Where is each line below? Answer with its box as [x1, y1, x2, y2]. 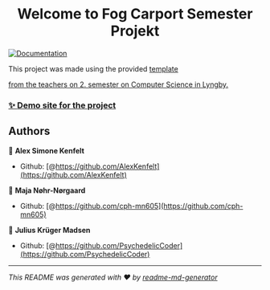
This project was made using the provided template [8, 63, 178, 73]
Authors [8, 125, 51, 138]
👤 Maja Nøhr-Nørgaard [8, 186, 86, 195]
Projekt [110, 22, 160, 40]
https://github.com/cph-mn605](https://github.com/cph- [55, 201, 243, 210]
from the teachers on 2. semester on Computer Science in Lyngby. [8, 80, 229, 89]
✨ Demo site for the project [8, 100, 117, 111]
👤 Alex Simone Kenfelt [8, 145, 84, 155]
